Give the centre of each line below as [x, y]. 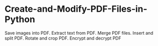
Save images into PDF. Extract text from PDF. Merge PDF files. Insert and [79, 33]
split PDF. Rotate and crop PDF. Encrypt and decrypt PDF [63, 38]
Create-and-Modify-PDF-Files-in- [76, 9]
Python [20, 19]
